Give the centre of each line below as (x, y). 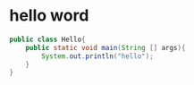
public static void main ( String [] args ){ (105, 47)
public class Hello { (48, 39)
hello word (49, 16)
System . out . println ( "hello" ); (97, 56)
